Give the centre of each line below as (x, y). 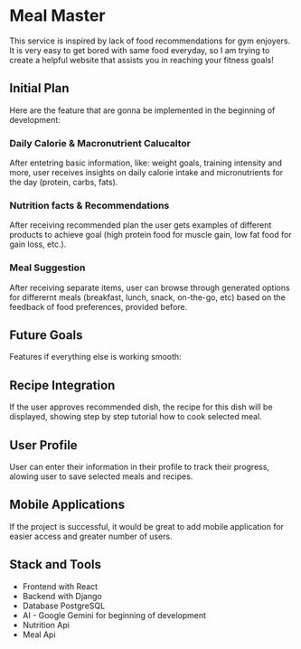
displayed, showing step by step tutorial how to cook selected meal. (136, 417)
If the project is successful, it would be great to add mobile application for (147, 526)
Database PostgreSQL (64, 606)
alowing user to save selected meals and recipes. (101, 476)
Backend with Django (62, 596)
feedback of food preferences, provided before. (99, 306)
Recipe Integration (62, 385)
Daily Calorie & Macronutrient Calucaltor (100, 143)
